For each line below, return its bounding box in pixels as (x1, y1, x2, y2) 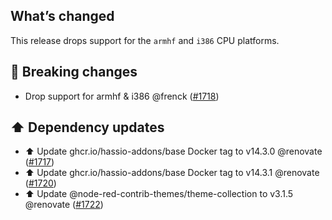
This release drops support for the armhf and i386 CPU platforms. (10, 34, 280, 46)
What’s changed (10, 8, 115, 25)
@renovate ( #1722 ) (24, 199, 104, 211)
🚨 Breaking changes (10, 64, 138, 81)
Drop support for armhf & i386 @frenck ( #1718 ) (24, 90, 220, 102)
